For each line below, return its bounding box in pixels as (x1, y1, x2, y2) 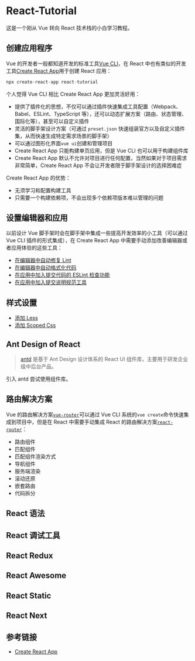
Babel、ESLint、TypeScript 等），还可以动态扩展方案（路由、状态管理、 (14, 110, 187, 117)
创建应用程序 (6, 43, 53, 54)
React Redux (6, 551, 53, 561)
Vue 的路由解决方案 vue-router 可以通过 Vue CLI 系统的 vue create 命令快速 (6, 410, 184, 418)
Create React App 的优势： (6, 174, 71, 181)
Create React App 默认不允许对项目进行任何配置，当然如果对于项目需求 (14, 154, 187, 161)
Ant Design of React (6, 339, 81, 349)
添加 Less (14, 315, 38, 322)
